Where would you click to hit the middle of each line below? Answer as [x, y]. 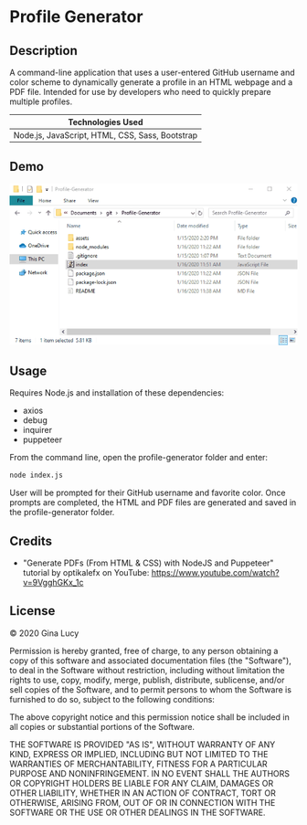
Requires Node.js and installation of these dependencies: [117, 393]
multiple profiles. [41, 101]
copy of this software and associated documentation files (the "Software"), [151, 661]
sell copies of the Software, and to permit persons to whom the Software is [151, 689]
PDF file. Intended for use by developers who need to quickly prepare [140, 92]
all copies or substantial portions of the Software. [102, 726]
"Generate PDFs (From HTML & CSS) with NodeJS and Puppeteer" [148, 563]
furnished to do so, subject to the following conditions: [112, 699]
